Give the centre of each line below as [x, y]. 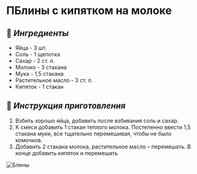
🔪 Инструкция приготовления [66, 106]
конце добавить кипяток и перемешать [66, 153]
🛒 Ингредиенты [38, 33]
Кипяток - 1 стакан [39, 87]
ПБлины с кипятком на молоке [89, 11]
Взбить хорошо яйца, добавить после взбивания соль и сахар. [97, 120]
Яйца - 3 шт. [31, 48]
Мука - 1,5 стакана [39, 74]
